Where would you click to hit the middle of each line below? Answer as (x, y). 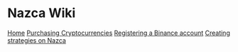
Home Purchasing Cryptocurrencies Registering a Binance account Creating (119, 33)
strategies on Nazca (37, 40)
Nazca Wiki (42, 13)
